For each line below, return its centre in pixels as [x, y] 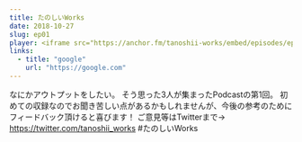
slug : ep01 [30, 34]
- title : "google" [52, 59]
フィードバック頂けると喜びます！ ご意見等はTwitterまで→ [118, 117]
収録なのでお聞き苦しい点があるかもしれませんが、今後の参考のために [163, 105]
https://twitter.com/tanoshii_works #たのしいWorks [104, 128]
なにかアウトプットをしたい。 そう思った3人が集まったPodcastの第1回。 [144, 94]
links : [22, 51]
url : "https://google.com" [76, 68]
